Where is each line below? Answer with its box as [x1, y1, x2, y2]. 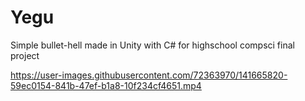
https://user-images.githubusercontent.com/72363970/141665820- [10, 69, 288, 81]
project [10, 49, 40, 61]
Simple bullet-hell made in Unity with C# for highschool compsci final [10, 39, 295, 51]
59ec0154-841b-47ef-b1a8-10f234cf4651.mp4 [10, 79, 202, 91]
